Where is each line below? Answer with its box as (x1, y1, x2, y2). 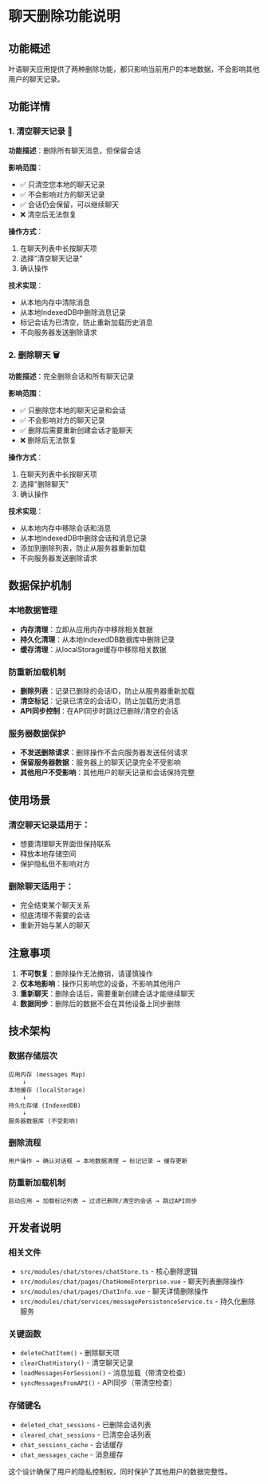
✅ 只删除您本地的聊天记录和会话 (19, 405, 126, 415)
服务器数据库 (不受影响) (8, 1116, 79, 1125)
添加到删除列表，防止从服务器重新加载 (19, 543, 146, 552)
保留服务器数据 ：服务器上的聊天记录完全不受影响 (19, 758, 181, 767)
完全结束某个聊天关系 (19, 901, 90, 910)
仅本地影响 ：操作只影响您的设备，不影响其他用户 (19, 979, 181, 989)
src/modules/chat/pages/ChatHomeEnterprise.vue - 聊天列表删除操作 (19, 1276, 245, 1287)
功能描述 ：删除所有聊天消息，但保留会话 (8, 145, 141, 155)
